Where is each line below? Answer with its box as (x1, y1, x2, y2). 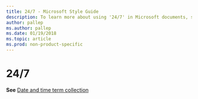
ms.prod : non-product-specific (6, 42, 83, 48)
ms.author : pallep (6, 25, 51, 31)
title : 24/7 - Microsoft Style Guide (6, 8, 99, 15)
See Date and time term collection (6, 86, 89, 93)
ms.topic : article (6, 36, 51, 42)
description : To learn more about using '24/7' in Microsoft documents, (6, 14, 189, 20)
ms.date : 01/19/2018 (6, 31, 57, 37)
